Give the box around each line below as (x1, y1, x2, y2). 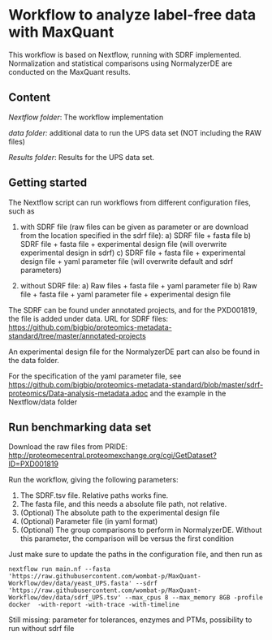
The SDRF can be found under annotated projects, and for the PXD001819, (8, 305, 257, 314)
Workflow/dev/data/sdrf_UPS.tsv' (8, 594, 122, 602)
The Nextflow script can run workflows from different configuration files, (8, 197, 252, 207)
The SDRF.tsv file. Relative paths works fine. (19, 491, 169, 500)
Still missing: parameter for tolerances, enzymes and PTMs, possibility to (8, 615, 253, 625)
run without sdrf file (8, 624, 75, 634)
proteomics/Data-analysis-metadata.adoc (8, 388, 149, 398)
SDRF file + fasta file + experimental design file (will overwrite (19, 239, 227, 249)
